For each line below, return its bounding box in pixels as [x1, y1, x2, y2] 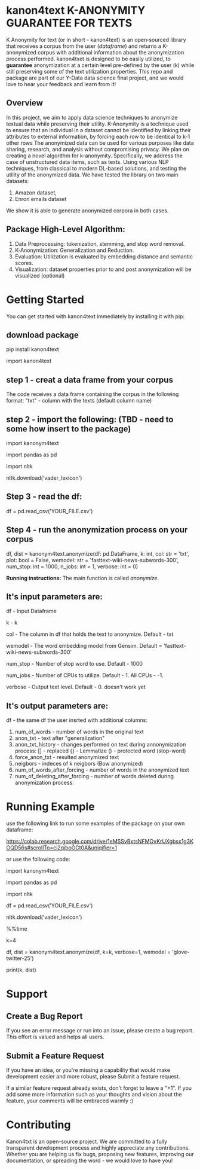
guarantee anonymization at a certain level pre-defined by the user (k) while [6, 61, 195, 69]
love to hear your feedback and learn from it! [6, 80, 116, 87]
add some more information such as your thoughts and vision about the [6, 1090, 182, 1098]
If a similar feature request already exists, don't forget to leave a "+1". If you [6, 1084, 192, 1092]
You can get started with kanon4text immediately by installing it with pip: [6, 312, 185, 320]
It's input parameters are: [6, 592, 103, 602]
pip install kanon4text [6, 346, 60, 353]
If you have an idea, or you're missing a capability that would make [6, 1066, 171, 1074]
